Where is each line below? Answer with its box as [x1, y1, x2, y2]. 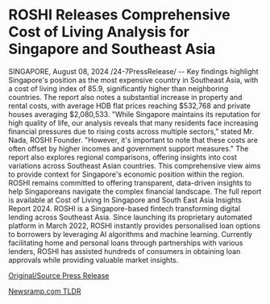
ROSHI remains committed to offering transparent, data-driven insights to [8, 177, 252, 187]
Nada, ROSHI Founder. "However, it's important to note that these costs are [8, 135, 258, 144]
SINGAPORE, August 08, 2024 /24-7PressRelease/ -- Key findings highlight [8, 66, 260, 76]
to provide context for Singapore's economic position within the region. [8, 169, 245, 179]
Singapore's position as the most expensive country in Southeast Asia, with [8, 75, 259, 85]
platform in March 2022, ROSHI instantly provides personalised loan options [8, 220, 260, 231]
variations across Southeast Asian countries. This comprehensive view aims [8, 160, 261, 170]
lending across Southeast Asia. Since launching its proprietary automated [8, 212, 252, 222]
